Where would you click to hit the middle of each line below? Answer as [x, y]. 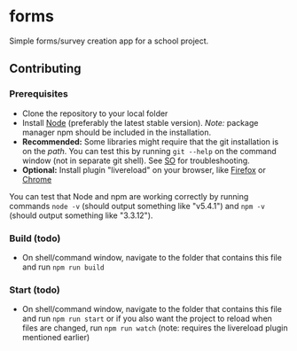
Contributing [45, 69]
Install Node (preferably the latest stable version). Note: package [140, 122]
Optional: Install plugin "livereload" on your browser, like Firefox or [144, 169]
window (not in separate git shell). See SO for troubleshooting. [136, 160]
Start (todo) [35, 290]
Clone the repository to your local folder [95, 113]
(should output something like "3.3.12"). [81, 215]
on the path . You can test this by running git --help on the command [149, 151]
